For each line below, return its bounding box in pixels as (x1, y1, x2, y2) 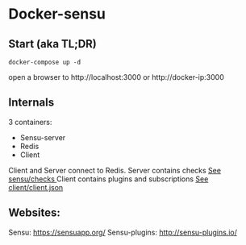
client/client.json (8, 182, 64, 192)
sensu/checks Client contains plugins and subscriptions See (8, 174, 209, 184)
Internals (8, 96, 55, 110)
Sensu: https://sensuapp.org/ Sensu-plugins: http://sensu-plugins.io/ (8, 227, 238, 237)
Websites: (8, 206, 60, 220)
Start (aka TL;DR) (8, 37, 97, 51)
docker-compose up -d (8, 58, 81, 66)
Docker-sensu (8, 5, 106, 23)
